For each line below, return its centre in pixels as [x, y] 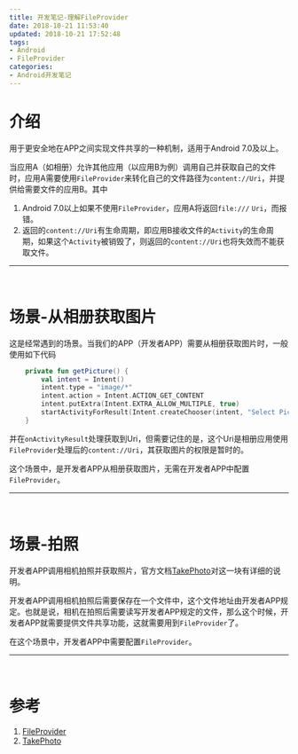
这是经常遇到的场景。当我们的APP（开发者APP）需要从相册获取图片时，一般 [149, 343]
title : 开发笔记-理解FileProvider [69, 17]
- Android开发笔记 [41, 75]
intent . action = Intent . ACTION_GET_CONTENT [122, 396]
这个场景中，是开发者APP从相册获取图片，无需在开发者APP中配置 [129, 468]
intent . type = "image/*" [87, 388]
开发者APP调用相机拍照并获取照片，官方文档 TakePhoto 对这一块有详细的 [141, 570]
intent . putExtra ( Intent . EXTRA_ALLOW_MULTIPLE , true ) [141, 404]
